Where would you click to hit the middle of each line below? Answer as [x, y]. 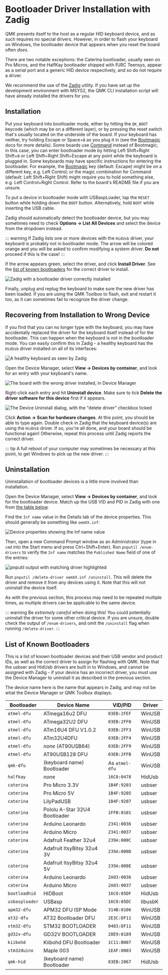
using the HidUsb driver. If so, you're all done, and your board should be [78, 428]
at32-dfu [18, 918]
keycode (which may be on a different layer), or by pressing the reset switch [84, 129]
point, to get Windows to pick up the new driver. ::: [57, 454]
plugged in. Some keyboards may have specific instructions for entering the [83, 161]
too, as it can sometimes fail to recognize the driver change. [67, 299]
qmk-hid [17, 962]
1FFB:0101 [120, 813]
